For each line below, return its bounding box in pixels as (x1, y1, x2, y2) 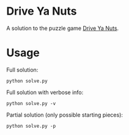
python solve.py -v (6, 100, 56, 106)
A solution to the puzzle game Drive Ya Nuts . (6, 24, 119, 32)
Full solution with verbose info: (6, 89, 84, 96)
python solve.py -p (6, 123, 56, 129)
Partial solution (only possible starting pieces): (6, 111, 123, 119)
